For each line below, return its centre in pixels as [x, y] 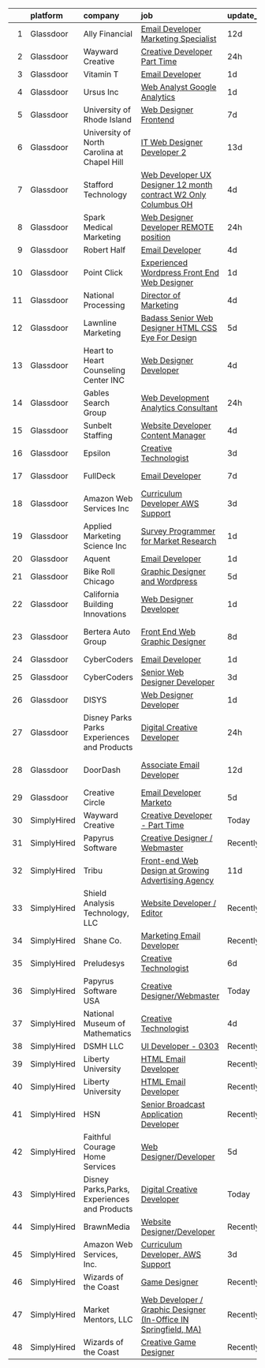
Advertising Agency [177, 881]
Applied [97, 526]
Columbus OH [167, 204]
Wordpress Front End [180, 273]
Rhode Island [107, 120]
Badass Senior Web [177, 318]
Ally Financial [108, 34]
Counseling [105, 370]
